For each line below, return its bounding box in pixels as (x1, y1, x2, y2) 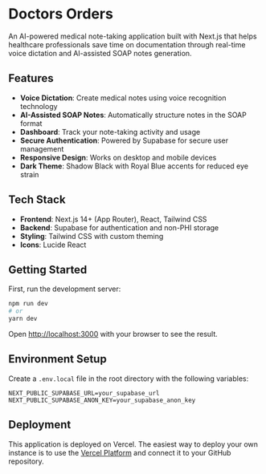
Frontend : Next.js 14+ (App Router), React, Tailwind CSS (19, 214, 207, 224)
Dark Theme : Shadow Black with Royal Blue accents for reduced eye (19, 161, 249, 171)
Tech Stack (8, 193, 66, 207)
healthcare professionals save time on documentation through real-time (8, 39, 246, 49)
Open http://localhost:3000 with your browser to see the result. (8, 330, 219, 338)
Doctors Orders (8, 5, 114, 23)
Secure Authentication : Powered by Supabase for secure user (19, 136, 229, 145)
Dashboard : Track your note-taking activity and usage (19, 127, 201, 136)
